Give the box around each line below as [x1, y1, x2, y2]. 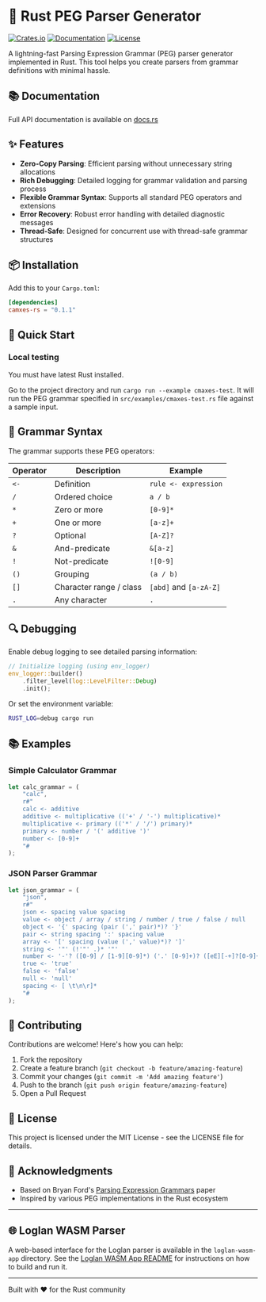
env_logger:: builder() [8, 670, 83, 678]
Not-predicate [54, 555, 109, 566]
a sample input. [8, 402, 59, 412]
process [19, 184, 47, 193]
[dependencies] [8, 299, 59, 307]
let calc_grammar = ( [8, 783, 80, 791]
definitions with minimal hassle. [8, 65, 111, 75]
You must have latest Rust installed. [8, 370, 124, 379]
